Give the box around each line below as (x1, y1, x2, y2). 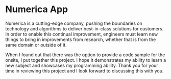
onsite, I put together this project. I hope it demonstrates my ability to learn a (5, 57, 166, 63)
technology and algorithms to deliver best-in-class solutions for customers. (5, 25, 164, 31)
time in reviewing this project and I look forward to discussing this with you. (5, 67, 164, 74)
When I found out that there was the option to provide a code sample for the (5, 52, 165, 58)
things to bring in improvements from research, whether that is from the (5, 36, 156, 43)
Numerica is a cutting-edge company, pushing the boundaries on (5, 20, 143, 26)
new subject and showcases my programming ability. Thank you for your (5, 62, 158, 68)
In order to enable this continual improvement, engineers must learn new (5, 31, 158, 37)
